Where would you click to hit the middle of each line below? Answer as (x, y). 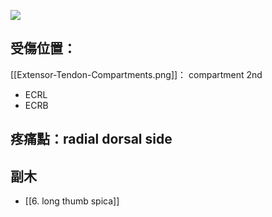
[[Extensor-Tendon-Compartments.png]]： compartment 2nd (136, 74)
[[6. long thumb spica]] (72, 201)
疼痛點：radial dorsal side (91, 139)
